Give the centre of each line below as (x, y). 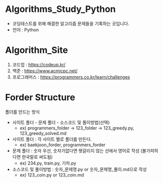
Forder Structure (40, 97)
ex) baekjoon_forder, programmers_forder (63, 145)
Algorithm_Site (37, 50)
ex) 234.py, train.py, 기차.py (48, 163)
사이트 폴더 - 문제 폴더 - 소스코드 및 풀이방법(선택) (61, 122)
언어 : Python (26, 30)
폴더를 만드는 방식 (22, 112)
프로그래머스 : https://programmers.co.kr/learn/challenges (71, 77)
